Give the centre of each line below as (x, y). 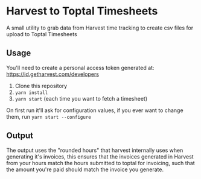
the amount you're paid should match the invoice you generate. (85, 169)
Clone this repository (41, 86)
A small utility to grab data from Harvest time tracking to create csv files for (100, 28)
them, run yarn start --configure (49, 116)
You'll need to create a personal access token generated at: (80, 68)
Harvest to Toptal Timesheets (82, 11)
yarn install (31, 93)
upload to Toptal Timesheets (42, 34)
